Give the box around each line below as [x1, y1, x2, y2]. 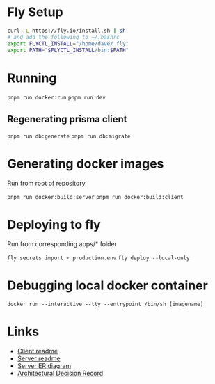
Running [7, 70, 57, 86]
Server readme [17, 354, 61, 362]
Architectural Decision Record [17, 369, 104, 377]
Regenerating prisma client [7, 113, 127, 125]
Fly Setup [7, 4, 64, 20]
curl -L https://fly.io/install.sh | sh [7, 27, 127, 34]
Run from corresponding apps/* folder [7, 240, 117, 248]
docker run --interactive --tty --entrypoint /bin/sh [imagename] [7, 301, 204, 307]
